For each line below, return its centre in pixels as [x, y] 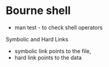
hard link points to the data [48, 57]
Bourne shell [38, 11]
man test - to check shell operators [58, 27]
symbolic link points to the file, [53, 51]
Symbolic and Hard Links [37, 39]
